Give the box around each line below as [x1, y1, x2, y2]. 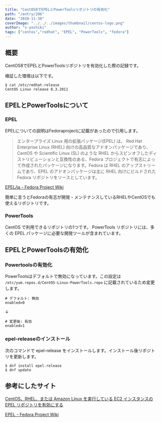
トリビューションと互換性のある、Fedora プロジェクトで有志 [21, 156, 143, 162]
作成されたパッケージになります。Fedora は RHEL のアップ [21, 162, 139, 168]
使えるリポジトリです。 [5, 200, 52, 206]
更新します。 [13, 354, 39, 359]
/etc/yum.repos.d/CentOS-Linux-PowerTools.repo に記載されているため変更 [5, 279, 155, 285]
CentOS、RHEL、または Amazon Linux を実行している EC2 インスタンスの [5, 396, 154, 402]
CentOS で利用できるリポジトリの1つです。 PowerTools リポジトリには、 [5, 224, 151, 230]
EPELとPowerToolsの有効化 [5, 246, 89, 254]
